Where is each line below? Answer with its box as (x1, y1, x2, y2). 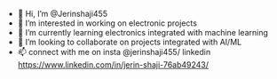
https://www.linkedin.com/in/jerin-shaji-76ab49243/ (17, 59, 210, 70)
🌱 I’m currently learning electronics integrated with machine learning (17, 28, 268, 37)
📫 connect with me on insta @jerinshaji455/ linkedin (17, 47, 211, 57)
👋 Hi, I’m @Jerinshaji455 (17, 9, 108, 19)
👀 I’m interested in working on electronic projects (17, 18, 198, 28)
